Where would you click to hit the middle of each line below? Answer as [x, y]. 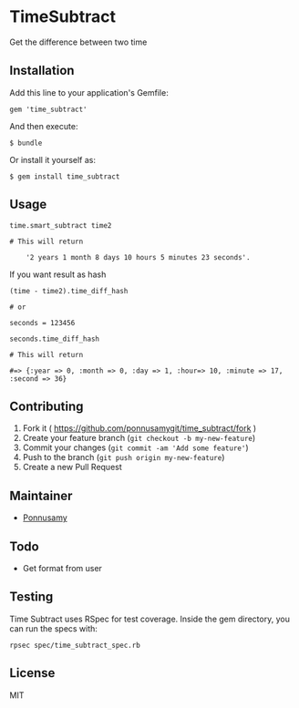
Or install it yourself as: [52, 159]
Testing [31, 597]
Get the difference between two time [78, 42]
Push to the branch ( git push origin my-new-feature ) [124, 457]
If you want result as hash [58, 274]
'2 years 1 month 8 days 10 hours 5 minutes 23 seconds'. [138, 257]
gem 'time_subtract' [49, 109]
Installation [42, 71]
